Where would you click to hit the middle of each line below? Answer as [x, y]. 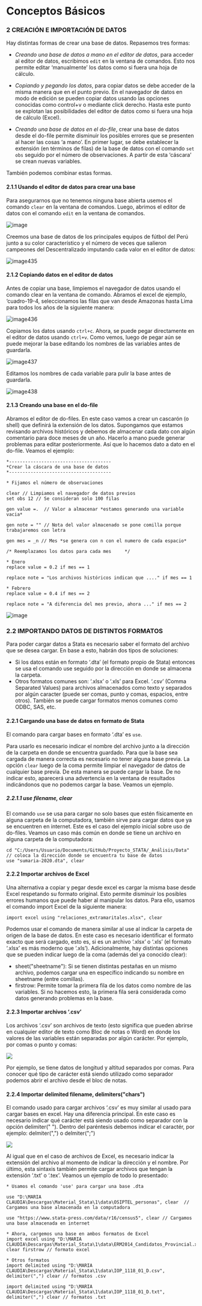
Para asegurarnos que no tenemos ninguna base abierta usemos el [89, 200]
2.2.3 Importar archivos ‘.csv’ [44, 1012]
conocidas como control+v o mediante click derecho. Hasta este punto [103, 105]
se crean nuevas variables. [48, 162]
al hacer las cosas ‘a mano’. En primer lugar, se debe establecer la [96, 142]
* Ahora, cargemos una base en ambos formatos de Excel [78, 1234]
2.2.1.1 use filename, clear [39, 798]
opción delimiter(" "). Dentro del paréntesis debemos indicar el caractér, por [100, 1127]
